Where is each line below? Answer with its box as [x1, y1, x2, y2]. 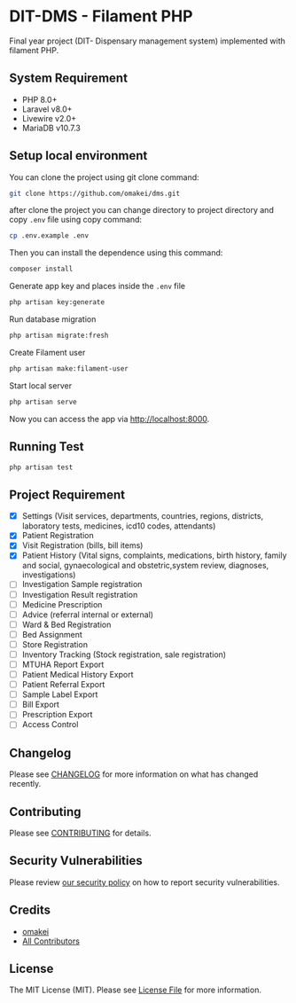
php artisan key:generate [9, 298, 105, 307]
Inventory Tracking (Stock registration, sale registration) [21, 649, 227, 660]
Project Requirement [9, 487, 126, 502]
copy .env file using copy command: [9, 215, 143, 225]
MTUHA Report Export [21, 659, 105, 670]
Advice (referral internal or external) [21, 609, 153, 620]
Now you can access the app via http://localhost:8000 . [9, 413, 210, 424]
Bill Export [21, 699, 60, 710]
